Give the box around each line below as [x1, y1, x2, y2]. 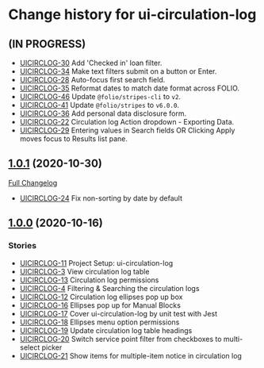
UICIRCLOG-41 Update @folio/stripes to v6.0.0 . [19, 101, 180, 109]
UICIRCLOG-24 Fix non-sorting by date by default [19, 193, 182, 203]
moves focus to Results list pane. [19, 134, 128, 144]
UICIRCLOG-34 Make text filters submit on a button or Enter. [19, 67, 217, 76]
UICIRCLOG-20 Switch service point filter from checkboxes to [19, 334, 222, 343]
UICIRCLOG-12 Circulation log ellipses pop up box [19, 292, 183, 301]
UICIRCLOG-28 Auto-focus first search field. [19, 75, 166, 84]
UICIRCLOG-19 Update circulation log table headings [19, 325, 193, 335]
